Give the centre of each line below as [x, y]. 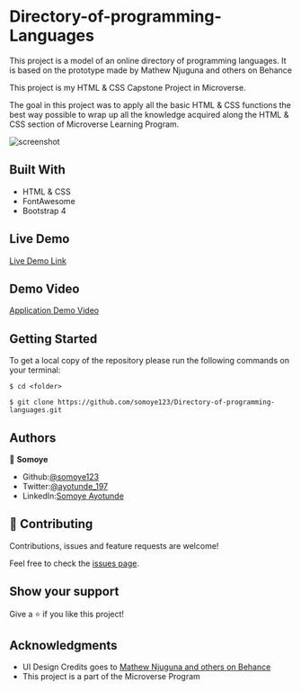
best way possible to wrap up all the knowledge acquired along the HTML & [149, 114]
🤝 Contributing [51, 524]
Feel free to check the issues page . [74, 563]
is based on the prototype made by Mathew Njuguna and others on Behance [151, 70]
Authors [33, 438]
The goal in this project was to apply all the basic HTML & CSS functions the [150, 104]
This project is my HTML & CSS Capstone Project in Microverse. [128, 87]
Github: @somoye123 [61, 477]
